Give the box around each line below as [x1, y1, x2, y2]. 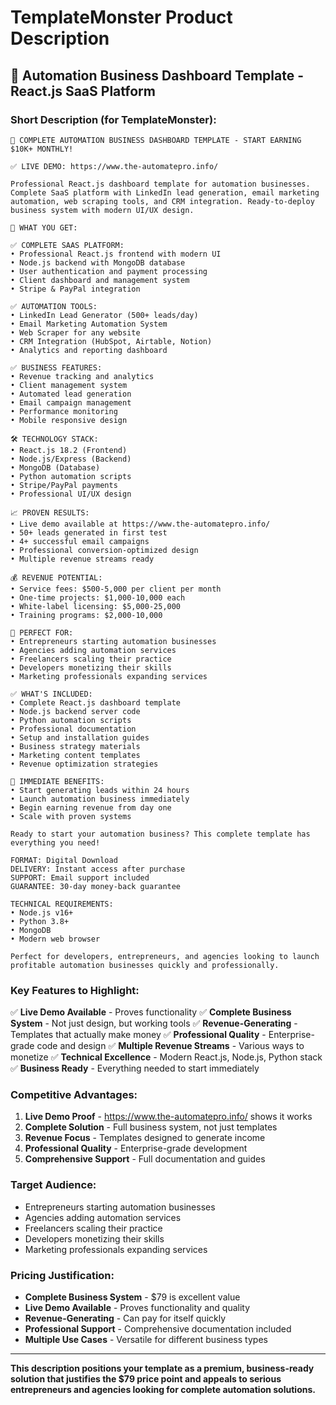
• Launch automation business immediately [10, 794, 190, 804]
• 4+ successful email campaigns [10, 536, 150, 546]
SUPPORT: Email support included [10, 872, 150, 883]
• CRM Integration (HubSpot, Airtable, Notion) [10, 336, 213, 346]
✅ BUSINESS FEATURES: [10, 362, 103, 373]
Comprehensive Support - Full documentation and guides [24, 1153, 266, 1165]
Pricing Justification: [10, 1268, 115, 1282]
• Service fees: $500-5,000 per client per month [10, 584, 222, 594]
